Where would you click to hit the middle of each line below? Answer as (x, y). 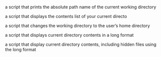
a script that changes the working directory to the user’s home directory (78, 26)
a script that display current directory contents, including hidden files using (81, 44)
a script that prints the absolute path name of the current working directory (81, 7)
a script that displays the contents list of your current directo (66, 16)
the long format (21, 50)
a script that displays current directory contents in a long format (69, 35)
